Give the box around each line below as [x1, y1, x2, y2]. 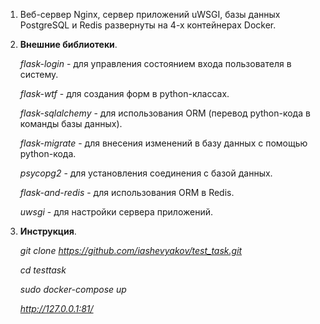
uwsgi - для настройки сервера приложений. [19, 206, 213, 218]
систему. [19, 69, 59, 80]
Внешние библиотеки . [19, 39, 118, 50]
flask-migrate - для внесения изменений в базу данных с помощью [19, 137, 308, 149]
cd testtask [19, 264, 67, 276]
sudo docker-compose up [19, 284, 127, 295]
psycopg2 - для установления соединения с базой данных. [19, 167, 273, 179]
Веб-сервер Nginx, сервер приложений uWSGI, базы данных [19, 9, 281, 20]
